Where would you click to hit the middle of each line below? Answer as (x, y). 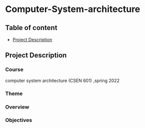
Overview (17, 107)
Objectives (19, 120)
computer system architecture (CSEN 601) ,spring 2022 (62, 80)
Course (14, 69)
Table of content (31, 28)
